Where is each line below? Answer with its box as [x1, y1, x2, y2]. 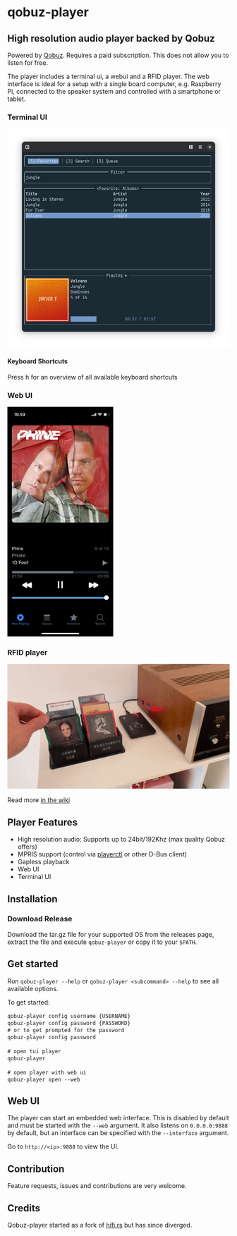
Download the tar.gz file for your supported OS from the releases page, [7, 930, 214, 938]
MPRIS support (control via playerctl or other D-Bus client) [17, 850, 188, 859]
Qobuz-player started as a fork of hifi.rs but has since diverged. [7, 1221, 193, 1230]
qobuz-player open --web [7, 1076, 80, 1083]
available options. [7, 984, 59, 993]
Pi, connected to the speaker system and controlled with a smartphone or [7, 87, 221, 95]
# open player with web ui [7, 1069, 87, 1076]
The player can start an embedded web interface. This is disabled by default [7, 1114, 229, 1122]
